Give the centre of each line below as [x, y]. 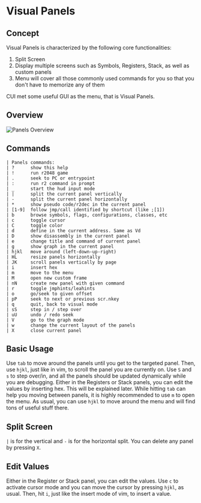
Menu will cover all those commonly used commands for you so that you [105, 78]
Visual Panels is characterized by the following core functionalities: [89, 47]
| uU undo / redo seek [40, 315]
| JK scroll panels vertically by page [61, 262]
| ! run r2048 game [37, 173]
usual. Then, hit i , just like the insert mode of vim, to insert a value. [89, 494]
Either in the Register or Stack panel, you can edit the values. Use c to [92, 481]
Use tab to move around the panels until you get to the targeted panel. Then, [101, 363]
